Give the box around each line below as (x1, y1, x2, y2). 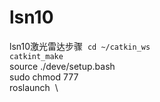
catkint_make (9, 51, 64, 61)
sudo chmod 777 (9, 71, 79, 83)
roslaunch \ (9, 81, 59, 93)
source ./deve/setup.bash (9, 60, 116, 72)
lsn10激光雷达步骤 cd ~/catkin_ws (9, 40, 151, 52)
